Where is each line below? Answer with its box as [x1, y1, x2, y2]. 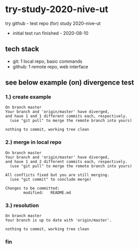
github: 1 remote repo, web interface [12, 63, 88, 69]
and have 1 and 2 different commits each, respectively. [5, 159, 128, 164]
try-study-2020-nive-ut [5, 4, 109, 15]
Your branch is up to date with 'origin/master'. [5, 218, 112, 223]
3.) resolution [5, 201, 39, 209]
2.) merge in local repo [5, 139, 62, 146]
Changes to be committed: [5, 186, 60, 191]
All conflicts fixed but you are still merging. [5, 172, 110, 178]
